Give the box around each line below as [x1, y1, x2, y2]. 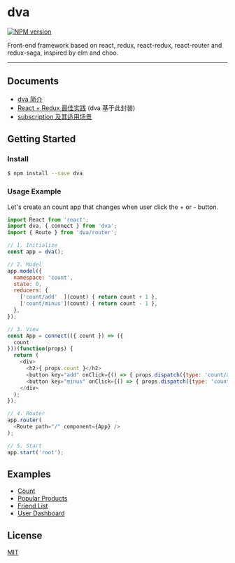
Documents [7, 75, 59, 88]
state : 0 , [13, 280, 42, 287]
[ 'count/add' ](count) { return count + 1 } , [20, 294, 158, 301]
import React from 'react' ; [7, 216, 90, 223]
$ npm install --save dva [7, 170, 83, 177]
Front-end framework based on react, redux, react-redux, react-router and [7, 41, 222, 49]
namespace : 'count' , [13, 274, 73, 281]
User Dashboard [17, 509, 65, 517]
